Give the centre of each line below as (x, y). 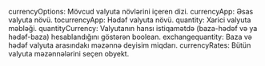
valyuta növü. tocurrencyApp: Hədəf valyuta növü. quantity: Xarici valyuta (130, 20)
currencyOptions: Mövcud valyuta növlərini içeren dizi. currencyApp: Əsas (131, 12)
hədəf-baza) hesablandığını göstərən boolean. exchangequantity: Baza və (130, 37)
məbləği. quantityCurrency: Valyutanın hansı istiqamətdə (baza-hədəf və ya (133, 28)
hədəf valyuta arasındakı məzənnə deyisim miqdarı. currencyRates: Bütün (130, 45)
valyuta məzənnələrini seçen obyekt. (69, 54)
